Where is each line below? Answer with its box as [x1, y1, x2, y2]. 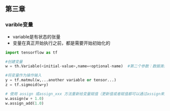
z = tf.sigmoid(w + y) [5, 82, 49, 87]
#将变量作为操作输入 [5, 73, 42, 78]
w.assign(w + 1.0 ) [5, 96, 44, 101]
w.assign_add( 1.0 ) [5, 100, 44, 106]
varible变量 [5, 21, 33, 28]
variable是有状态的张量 [12, 33, 61, 39]
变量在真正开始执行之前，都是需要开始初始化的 [12, 40, 110, 46]
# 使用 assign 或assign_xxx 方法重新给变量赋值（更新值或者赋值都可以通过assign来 [5, 91, 164, 96]
